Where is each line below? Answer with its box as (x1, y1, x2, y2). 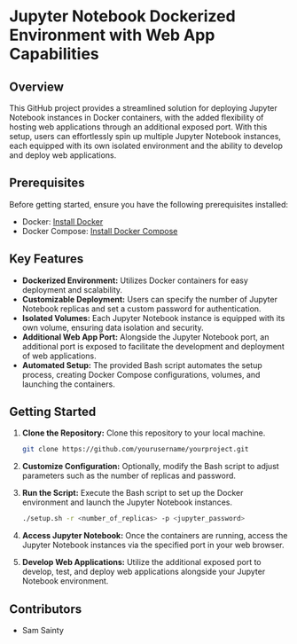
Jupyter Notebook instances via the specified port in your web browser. (21, 539, 285, 551)
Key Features (9, 251, 84, 267)
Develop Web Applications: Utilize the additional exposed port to (21, 557, 262, 568)
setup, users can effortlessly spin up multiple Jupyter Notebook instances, (9, 131, 282, 141)
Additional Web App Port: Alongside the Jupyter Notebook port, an (21, 331, 270, 342)
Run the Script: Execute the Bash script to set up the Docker (21, 488, 244, 499)
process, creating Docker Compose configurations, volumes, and (21, 369, 261, 380)
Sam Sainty (21, 625, 65, 635)
